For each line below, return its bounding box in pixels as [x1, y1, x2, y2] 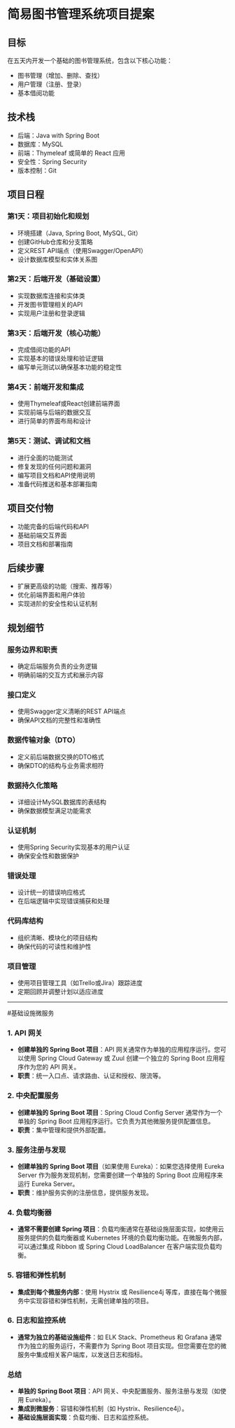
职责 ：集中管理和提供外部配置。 [17, 1125, 110, 1134]
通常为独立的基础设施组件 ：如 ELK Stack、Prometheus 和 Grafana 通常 [17, 1333, 222, 1341]
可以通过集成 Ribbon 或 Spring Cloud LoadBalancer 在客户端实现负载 [17, 1242, 216, 1251]
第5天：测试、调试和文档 [7, 436, 91, 446]
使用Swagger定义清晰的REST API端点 [17, 707, 126, 715]
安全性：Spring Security [17, 157, 87, 165]
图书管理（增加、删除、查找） [17, 71, 104, 79]
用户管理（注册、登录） [17, 80, 85, 88]
